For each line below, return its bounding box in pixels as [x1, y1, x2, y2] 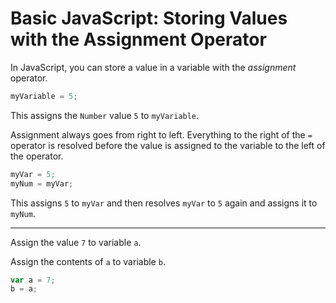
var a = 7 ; [10, 275, 56, 285]
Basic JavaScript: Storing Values [10, 7, 288, 30]
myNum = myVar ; [10, 178, 74, 189]
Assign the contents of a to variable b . [10, 255, 166, 267]
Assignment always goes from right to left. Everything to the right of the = [10, 128, 313, 141]
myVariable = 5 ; [10, 91, 78, 101]
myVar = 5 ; [10, 169, 56, 179]
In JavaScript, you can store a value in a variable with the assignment [10, 61, 297, 73]
